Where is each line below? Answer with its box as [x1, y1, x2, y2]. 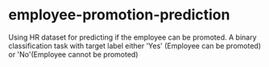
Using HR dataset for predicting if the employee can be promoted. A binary [8, 32, 257, 42]
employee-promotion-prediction [8, 6, 230, 24]
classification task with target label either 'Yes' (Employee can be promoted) [8, 40, 262, 50]
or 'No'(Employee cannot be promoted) [8, 49, 139, 59]
